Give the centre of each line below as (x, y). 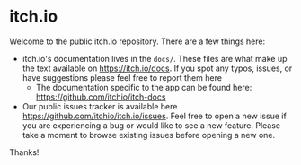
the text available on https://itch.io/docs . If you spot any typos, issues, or (157, 68)
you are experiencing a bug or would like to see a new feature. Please (151, 125)
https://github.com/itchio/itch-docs (101, 97)
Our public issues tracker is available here (100, 106)
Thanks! (24, 152)
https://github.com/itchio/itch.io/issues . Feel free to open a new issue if (155, 116)
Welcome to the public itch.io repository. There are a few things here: (137, 41)
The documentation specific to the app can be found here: (144, 87)
